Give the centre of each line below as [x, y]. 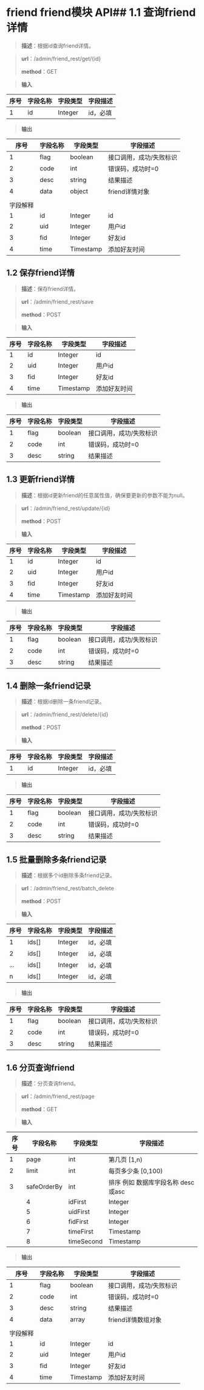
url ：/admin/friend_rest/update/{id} [66, 508]
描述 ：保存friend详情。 [50, 288]
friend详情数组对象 [135, 1320]
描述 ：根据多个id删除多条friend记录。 [68, 875]
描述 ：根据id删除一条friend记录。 [63, 702]
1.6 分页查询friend [40, 1068]
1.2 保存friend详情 [40, 273]
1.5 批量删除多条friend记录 [56, 860]
